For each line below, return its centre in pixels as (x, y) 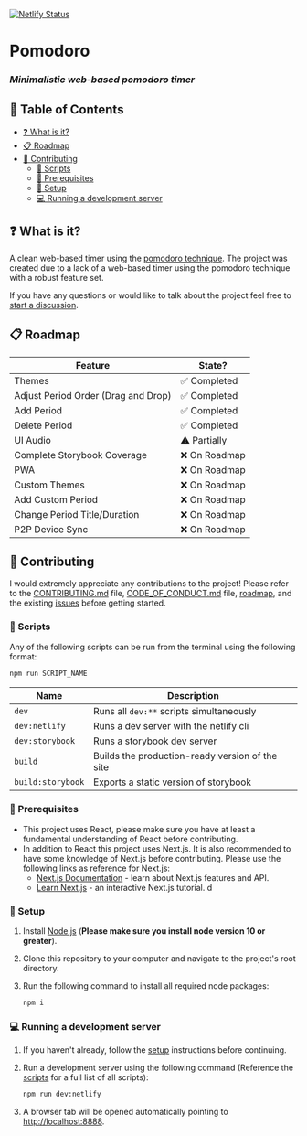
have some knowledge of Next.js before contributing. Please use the (152, 858)
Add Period (38, 410)
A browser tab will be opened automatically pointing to (125, 1112)
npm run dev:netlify (62, 1094)
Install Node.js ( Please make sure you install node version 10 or (144, 931)
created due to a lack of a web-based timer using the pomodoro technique (150, 268)
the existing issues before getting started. (88, 603)
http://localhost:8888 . (64, 1121)
